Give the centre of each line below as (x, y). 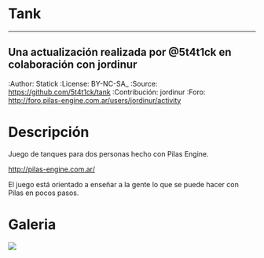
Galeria (32, 224)
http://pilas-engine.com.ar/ (52, 169)
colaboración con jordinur (73, 65)
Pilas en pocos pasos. (44, 193)
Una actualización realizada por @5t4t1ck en (120, 52)
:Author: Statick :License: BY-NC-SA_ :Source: (83, 83)
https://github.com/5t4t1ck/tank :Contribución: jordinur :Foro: (107, 92)
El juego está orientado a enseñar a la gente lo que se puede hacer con (124, 184)
